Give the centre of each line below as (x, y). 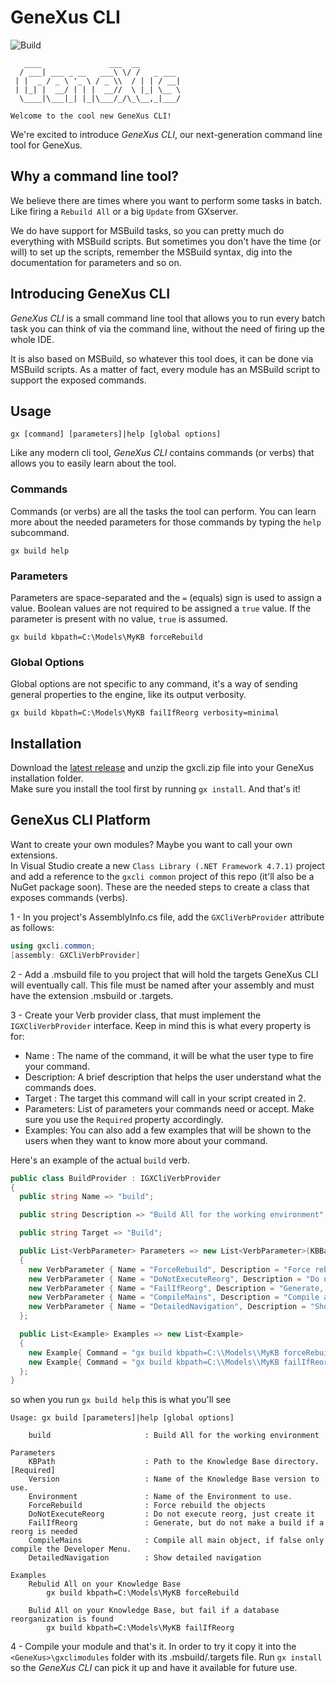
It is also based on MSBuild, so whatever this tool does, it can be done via (162, 358)
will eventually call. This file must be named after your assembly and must (162, 985)
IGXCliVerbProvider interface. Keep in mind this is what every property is (161, 1025)
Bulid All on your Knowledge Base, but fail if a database (154, 1611)
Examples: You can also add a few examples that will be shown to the (168, 1130)
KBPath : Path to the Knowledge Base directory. (174, 1462)
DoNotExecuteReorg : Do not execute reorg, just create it (171, 1514)
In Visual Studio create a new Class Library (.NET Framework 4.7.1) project (167, 865)
